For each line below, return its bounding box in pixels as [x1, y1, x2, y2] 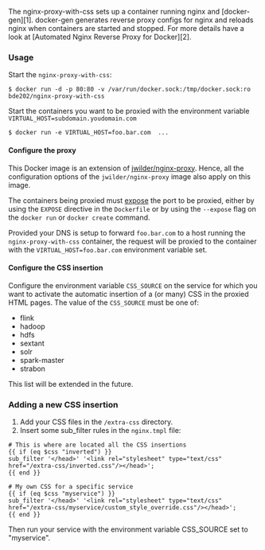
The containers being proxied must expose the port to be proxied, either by [8, 195, 255, 205]
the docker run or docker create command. [8, 213, 150, 222]
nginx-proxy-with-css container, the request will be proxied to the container [8, 236, 257, 246]
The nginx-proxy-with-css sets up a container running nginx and [8, 7, 220, 16]
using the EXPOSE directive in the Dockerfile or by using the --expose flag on [8, 204, 256, 213]
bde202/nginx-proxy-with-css [8, 92, 105, 100]
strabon [19, 364, 46, 373]
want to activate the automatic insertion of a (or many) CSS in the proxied [8, 289, 249, 298]
